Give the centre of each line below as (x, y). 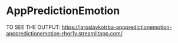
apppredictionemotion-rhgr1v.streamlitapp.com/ (64, 33)
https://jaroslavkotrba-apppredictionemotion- (117, 27)
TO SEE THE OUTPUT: (33, 27)
